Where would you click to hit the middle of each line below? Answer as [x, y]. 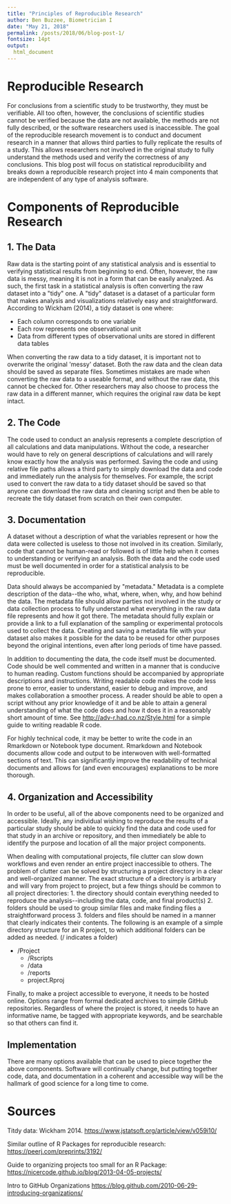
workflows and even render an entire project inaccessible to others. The [110, 864]
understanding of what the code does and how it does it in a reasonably [109, 711]
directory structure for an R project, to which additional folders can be [106, 930]
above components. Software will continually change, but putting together [112, 1069]
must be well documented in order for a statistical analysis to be [98, 566]
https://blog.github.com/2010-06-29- [144, 1185]
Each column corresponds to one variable [77, 321]
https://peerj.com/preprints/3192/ [54, 1151]
